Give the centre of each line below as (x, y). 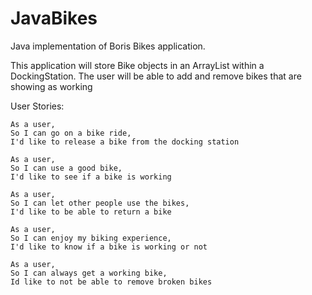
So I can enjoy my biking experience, (91, 238)
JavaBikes (54, 18)
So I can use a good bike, (66, 168)
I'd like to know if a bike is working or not (109, 247)
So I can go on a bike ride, (71, 133)
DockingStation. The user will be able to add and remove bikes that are (156, 76)
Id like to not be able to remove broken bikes (111, 282)
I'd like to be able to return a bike (91, 212)
